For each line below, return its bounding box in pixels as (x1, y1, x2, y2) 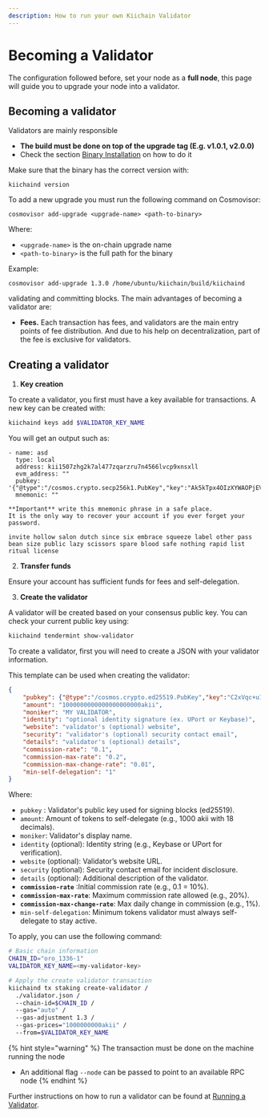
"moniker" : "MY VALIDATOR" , (22, 708, 116, 716)
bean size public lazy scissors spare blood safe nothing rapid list (8, 540, 246, 548)
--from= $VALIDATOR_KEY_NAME (15, 1029, 110, 1037)
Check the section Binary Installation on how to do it (19, 150, 192, 160)
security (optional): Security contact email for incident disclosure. (19, 865, 239, 875)
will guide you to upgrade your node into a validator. (8, 81, 180, 91)
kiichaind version (8, 181, 70, 189)
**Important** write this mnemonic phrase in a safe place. (8, 505, 214, 513)
